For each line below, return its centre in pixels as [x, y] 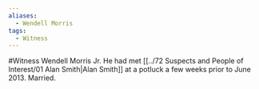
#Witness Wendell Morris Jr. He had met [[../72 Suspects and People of [126, 61]
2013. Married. [32, 78]
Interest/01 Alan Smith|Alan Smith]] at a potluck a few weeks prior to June [130, 70]
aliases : [23, 16]
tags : [17, 30]
